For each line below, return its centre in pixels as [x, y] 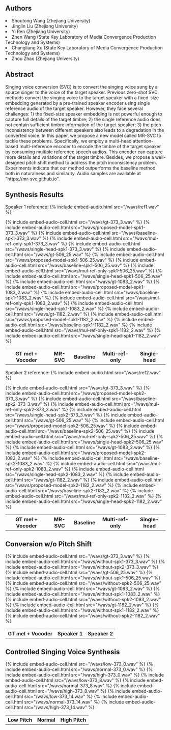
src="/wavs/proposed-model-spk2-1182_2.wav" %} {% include [72, 485]
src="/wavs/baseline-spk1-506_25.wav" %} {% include [96, 265]
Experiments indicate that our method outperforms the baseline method [80, 168]
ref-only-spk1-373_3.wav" [33, 244]
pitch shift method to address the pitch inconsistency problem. [92, 162]
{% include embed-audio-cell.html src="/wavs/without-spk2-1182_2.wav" [83, 616]
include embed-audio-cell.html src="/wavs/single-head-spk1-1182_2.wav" [83, 336]
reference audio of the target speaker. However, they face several [74, 108]
